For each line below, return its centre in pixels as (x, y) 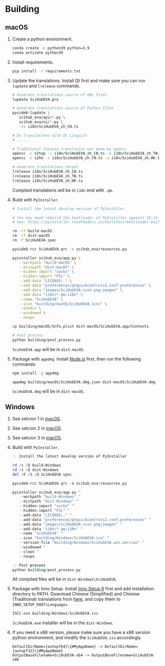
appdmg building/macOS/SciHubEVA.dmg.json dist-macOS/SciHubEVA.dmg (84, 382)
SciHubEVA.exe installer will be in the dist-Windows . (63, 623)
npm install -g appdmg (35, 373)
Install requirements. (33, 62)
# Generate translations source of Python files (63, 108)
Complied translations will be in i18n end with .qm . (63, 190)
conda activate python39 (38, 53)
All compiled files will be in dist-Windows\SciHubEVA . (64, 579)
